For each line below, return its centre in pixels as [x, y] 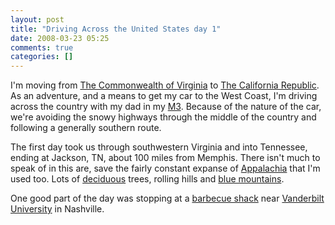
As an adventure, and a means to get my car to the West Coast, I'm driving [164, 96]
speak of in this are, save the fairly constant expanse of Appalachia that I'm [165, 168]
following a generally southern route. [86, 128]
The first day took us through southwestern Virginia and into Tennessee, [159, 147]
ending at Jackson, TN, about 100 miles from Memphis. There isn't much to [165, 158]
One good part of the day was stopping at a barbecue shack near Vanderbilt [167, 198]
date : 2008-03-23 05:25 [60, 38]
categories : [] [42, 57]
